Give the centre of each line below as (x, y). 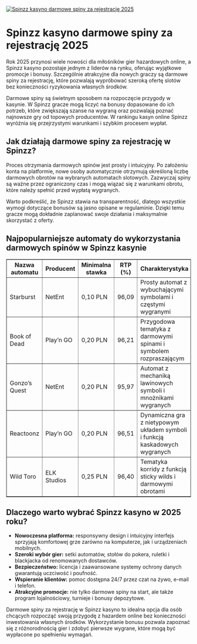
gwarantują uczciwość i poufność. (56, 573)
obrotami (153, 491)
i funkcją (152, 437)
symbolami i (157, 297)
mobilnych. (28, 548)
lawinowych (157, 383)
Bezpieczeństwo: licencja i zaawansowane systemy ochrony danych (98, 567)
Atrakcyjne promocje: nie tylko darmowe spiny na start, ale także (94, 592)
